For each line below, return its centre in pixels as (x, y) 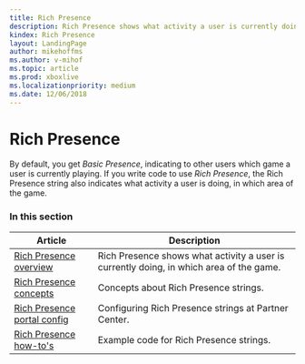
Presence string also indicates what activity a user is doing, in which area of (152, 184)
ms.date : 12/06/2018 (49, 94)
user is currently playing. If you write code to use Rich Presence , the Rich (147, 174)
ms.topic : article (44, 69)
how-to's (34, 345)
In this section (41, 217)
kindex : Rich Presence (52, 35)
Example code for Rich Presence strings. (184, 339)
